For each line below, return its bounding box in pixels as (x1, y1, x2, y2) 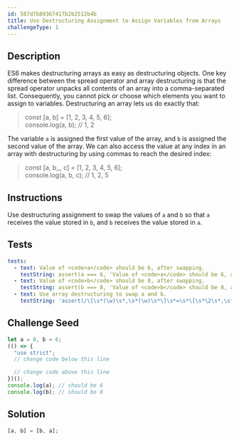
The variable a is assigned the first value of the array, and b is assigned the (7, 135, 227, 143)
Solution (7, 408, 46, 420)
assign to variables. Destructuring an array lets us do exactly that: (7, 99, 201, 108)
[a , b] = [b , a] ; (7, 427, 59, 435)
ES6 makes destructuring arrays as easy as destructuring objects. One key (7, 69, 227, 78)
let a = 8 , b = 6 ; (7, 336, 62, 343)
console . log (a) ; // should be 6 (7, 382, 103, 389)
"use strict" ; (14, 349, 55, 356)
